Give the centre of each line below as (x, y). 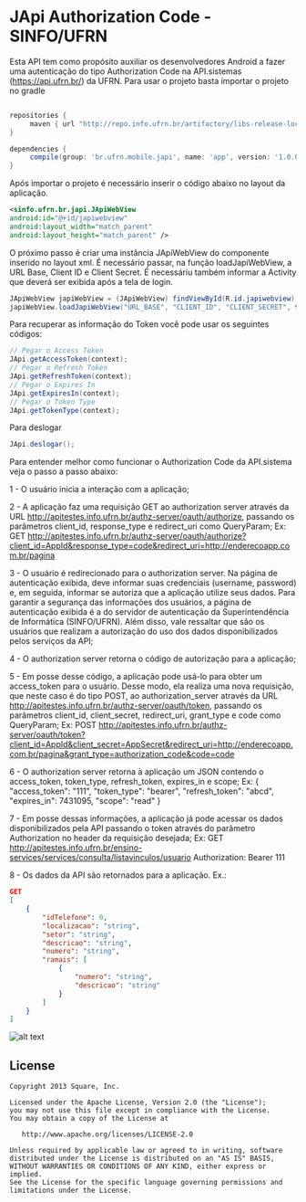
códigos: (26, 334)
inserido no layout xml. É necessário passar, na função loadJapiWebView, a (151, 262)
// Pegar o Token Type (52, 402)
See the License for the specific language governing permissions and (146, 1183)
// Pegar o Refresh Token (58, 368)
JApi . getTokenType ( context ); (65, 410)
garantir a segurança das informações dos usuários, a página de (131, 602)
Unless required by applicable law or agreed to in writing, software (146, 1151)
